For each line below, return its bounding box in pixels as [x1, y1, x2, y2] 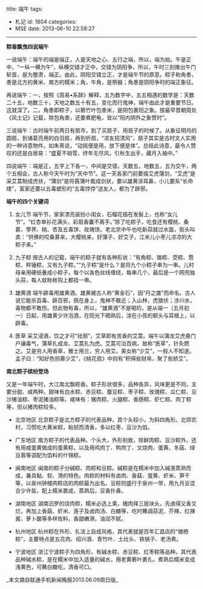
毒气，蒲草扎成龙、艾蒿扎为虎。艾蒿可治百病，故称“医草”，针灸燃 [25, 340, 190, 347]
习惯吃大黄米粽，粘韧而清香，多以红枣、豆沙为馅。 [25, 423, 153, 431]
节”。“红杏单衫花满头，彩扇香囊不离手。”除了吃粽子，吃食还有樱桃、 [14, 218, 184, 225]
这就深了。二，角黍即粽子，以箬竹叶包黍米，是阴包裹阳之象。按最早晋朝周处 [6, 106, 197, 114]
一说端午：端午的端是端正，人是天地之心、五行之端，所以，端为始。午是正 [6, 56, 192, 63]
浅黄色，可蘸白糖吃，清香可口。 [14, 564, 95, 570]
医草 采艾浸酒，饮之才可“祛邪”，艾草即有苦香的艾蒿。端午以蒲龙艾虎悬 [14, 332, 192, 340]
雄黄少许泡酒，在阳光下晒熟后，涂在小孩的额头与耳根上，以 [47, 312, 195, 319]
